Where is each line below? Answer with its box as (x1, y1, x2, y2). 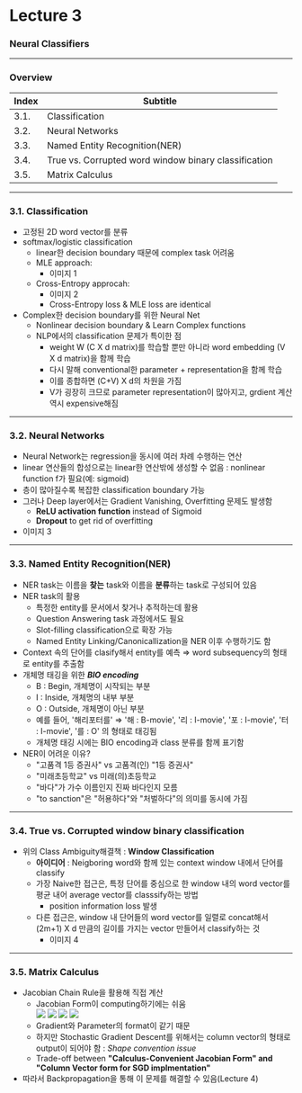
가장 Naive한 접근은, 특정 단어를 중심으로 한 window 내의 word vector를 (35, 878, 290, 889)
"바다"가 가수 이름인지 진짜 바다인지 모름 (35, 782, 178, 793)
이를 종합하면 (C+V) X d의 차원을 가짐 (49, 375, 182, 387)
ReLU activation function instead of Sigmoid (35, 506, 202, 517)
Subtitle (142, 94, 178, 107)
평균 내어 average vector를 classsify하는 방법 (35, 889, 200, 900)
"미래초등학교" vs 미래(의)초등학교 (35, 770, 157, 781)
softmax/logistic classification (22, 237, 133, 247)
